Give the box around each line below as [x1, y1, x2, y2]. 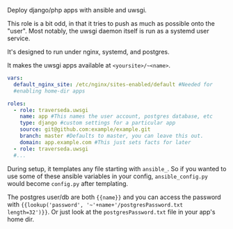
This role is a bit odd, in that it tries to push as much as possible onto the [7, 19, 216, 27]
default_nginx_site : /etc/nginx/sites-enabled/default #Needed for [13, 81, 214, 88]
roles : [7, 100, 26, 107]
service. [7, 34, 31, 42]
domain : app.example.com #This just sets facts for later [19, 139, 191, 145]
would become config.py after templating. [7, 179, 129, 187]
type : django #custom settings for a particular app [19, 120, 176, 127]
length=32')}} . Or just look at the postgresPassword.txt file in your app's [7, 207, 216, 216]
